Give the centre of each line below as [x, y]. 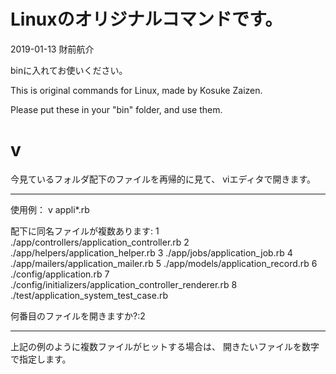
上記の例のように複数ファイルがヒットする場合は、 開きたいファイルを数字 [165, 346]
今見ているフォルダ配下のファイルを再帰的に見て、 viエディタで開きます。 [163, 179]
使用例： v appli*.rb [50, 209]
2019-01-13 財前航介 [52, 49]
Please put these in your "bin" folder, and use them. [116, 109]
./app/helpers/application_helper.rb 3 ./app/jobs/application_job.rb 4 [151, 252]
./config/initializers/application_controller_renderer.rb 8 [124, 284]
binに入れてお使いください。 [69, 70]
